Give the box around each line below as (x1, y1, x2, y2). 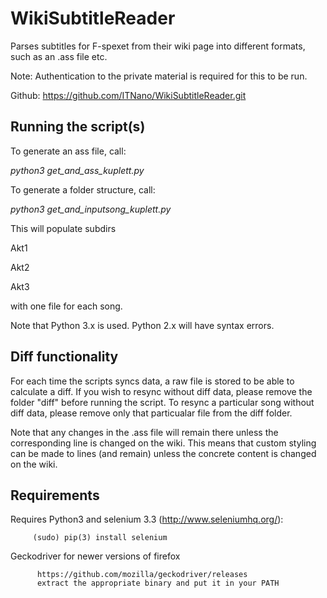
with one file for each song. (10, 300, 123, 312)
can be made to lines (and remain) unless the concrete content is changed (10, 447, 317, 459)
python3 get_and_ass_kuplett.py (10, 164, 145, 176)
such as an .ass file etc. (10, 50, 108, 62)
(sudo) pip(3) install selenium (32, 533, 168, 543)
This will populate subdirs (10, 222, 117, 234)
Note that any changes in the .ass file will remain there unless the (10, 426, 279, 438)
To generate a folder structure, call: (10, 183, 156, 196)
